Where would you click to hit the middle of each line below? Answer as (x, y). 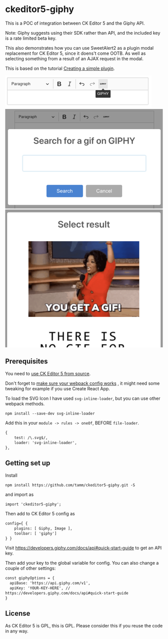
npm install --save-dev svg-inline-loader (50, 413)
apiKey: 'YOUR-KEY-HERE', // (40, 588)
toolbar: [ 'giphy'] (35, 534)
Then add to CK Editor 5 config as (40, 513)
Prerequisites (26, 361)
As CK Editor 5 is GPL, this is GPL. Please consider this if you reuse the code (84, 625)
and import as (19, 494)
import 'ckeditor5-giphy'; (33, 504)
